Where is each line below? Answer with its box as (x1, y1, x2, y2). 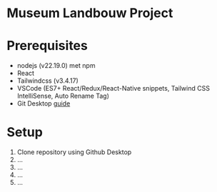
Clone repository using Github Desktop (16, 148, 132, 156)
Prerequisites (6, 38, 89, 54)
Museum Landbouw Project (6, 5, 173, 21)
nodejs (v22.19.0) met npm (16, 61, 96, 70)
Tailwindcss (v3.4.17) (16, 76, 79, 85)
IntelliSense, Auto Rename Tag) (16, 91, 110, 101)
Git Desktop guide (16, 99, 71, 108)
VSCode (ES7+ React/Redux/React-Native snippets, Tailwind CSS (16, 84, 210, 93)
